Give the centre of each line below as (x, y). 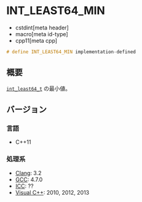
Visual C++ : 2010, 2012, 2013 (52, 192)
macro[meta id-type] (42, 34)
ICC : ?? (24, 186)
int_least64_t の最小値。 (39, 88)
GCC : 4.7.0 (29, 179)
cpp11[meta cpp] (36, 40)
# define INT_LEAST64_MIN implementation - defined (71, 52)
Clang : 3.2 (28, 173)
